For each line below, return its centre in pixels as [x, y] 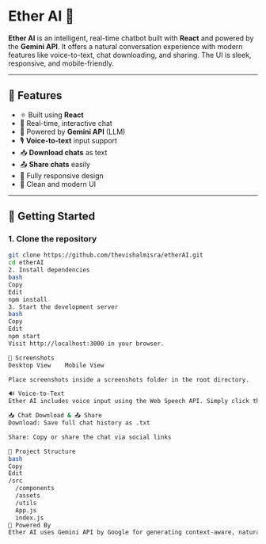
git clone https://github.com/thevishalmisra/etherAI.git [106, 255]
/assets [28, 496]
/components [35, 489]
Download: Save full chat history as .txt [79, 423]
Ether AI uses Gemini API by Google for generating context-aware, [122, 533]
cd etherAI [26, 263]
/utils [26, 503]
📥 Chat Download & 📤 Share [55, 416]
